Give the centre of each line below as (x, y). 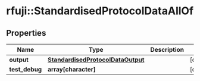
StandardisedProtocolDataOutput (96, 60)
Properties (26, 33)
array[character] (72, 69)
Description (167, 50)
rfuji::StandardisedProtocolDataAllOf (100, 11)
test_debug (26, 69)
